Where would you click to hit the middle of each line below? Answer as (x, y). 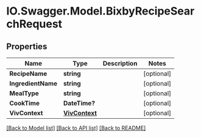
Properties (27, 46)
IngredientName (33, 83)
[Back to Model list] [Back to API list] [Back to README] (76, 128)
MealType (24, 93)
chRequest (34, 24)
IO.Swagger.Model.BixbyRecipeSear (100, 11)
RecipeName (28, 74)
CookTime (24, 103)
